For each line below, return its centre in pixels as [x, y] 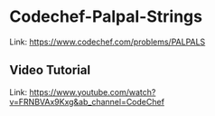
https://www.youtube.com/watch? [93, 92]
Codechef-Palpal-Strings [106, 17]
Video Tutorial [50, 70]
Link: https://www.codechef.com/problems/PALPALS [107, 42]
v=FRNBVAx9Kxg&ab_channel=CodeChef [87, 101]
